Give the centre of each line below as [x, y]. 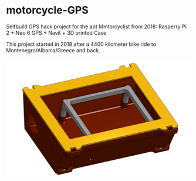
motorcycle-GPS [48, 10]
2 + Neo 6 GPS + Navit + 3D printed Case [56, 32]
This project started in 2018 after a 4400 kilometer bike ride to [81, 44]
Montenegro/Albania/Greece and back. [53, 50]
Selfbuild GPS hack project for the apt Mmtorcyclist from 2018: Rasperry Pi [96, 26]
